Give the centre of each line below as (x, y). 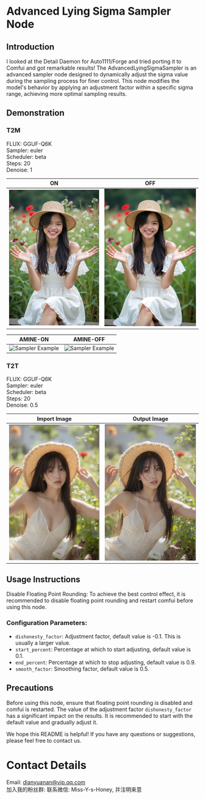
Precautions (30, 688)
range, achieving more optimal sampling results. (67, 94)
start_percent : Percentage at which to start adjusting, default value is (103, 649)
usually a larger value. (43, 643)
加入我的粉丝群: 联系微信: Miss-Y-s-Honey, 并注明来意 (74, 789)
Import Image (54, 418)
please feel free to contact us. (44, 740)
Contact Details (46, 765)
